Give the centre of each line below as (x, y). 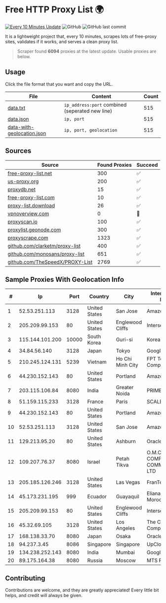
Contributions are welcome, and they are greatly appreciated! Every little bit (82, 590)
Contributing (25, 578)
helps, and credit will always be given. (44, 596)
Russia (95, 560)
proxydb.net (22, 189)
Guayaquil (127, 497)
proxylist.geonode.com (34, 230)
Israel (94, 462)
